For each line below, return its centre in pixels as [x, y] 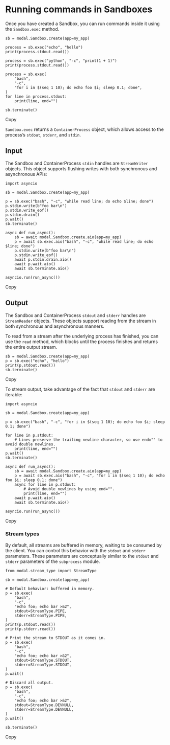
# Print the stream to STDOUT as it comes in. [55, 638]
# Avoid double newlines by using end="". [69, 489]
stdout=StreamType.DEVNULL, [44, 705]
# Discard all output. [29, 683]
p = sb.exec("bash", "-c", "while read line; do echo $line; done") [79, 201]
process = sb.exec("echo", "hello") [44, 47]
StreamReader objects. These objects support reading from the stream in [81, 321]
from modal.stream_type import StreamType [51, 571]
